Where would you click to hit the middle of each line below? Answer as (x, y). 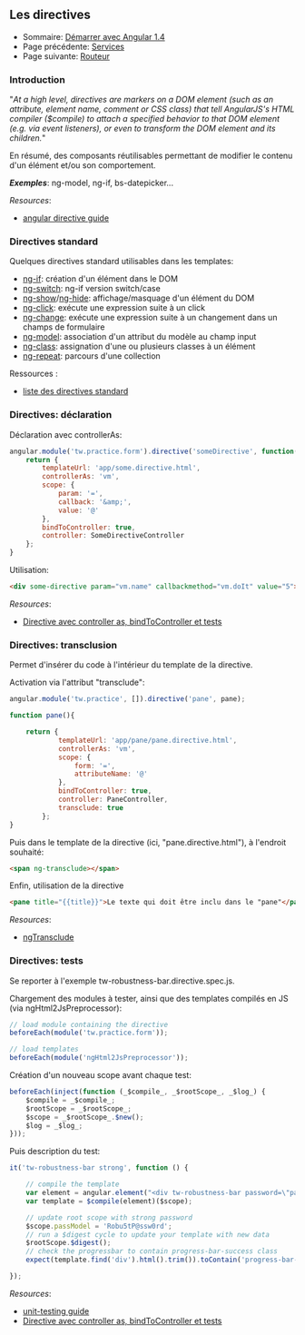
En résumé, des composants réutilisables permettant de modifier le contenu (151, 156)
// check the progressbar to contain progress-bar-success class (152, 1251)
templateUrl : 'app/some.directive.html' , (122, 468)
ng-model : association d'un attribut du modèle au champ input (139, 337)
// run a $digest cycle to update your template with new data (148, 1234)
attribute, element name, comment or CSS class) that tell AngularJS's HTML (152, 109)
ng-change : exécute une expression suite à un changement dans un (150, 318)
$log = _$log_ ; (54, 1125)
